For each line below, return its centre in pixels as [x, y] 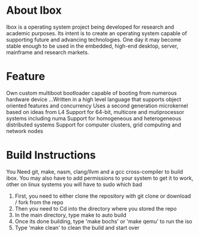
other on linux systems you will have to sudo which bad [74, 184]
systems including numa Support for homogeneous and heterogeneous [94, 118]
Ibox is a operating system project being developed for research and [90, 27]
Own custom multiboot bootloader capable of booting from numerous [91, 93]
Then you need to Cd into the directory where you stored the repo [96, 208]
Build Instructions [51, 155]
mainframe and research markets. [48, 52]
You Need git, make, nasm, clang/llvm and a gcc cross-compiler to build [95, 171]
